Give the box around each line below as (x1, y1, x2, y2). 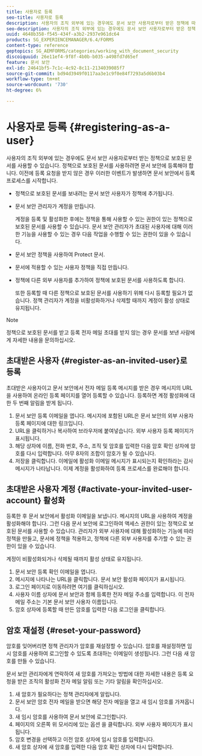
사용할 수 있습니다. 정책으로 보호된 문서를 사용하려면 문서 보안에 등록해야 (17, 162, 188, 169)
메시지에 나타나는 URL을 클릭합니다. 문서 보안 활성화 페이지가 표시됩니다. (14, 576, 186, 583)
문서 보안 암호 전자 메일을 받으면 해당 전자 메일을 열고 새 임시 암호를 (14, 698, 174, 705)
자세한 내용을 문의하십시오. (12, 336, 76, 344)
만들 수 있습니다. (17, 658, 56, 665)
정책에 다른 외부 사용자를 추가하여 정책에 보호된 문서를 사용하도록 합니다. (14, 276, 185, 283)
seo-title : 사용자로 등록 (6, 14, 64, 20)
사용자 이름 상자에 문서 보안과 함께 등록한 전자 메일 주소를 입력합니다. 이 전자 (14, 591, 195, 598)
